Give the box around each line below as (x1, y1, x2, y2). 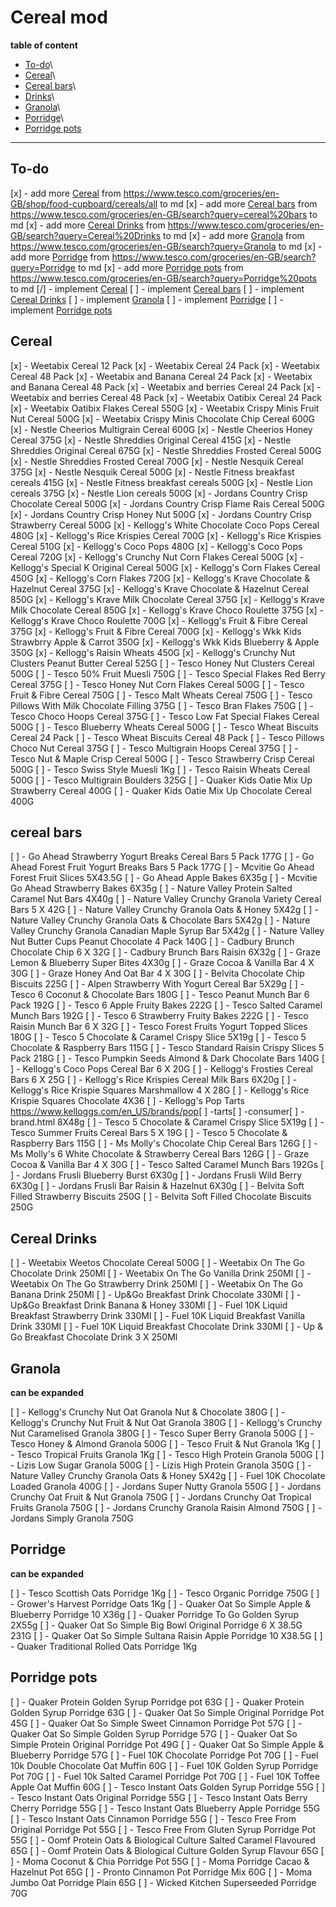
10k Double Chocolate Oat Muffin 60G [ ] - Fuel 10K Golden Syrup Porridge (10, 1759, 319, 1771)
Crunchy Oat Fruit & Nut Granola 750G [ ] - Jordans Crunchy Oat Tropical (10, 1491, 312, 1503)
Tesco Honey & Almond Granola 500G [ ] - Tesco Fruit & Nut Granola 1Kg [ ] (10, 1438, 322, 1450)
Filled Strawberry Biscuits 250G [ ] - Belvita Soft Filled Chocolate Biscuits (10, 1191, 312, 1203)
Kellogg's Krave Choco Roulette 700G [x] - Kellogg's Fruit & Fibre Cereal (10, 614, 308, 626)
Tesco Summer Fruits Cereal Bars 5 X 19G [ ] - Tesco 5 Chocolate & (10, 1127, 288, 1139)
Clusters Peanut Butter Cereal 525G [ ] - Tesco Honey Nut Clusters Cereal (10, 657, 315, 669)
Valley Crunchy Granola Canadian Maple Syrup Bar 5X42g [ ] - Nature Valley (10, 925, 325, 937)
